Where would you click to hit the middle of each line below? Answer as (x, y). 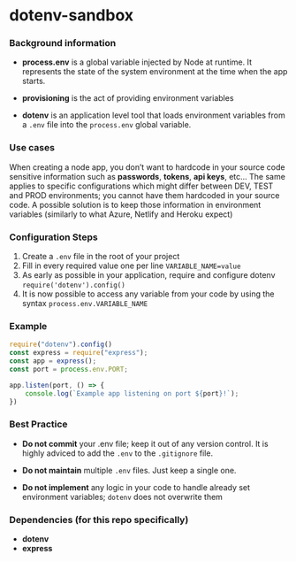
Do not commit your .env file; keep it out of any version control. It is (145, 443)
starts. (34, 81)
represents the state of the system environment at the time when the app (155, 72)
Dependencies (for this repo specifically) (99, 520)
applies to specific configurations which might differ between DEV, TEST (141, 186)
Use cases (32, 148)
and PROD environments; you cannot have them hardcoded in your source (144, 195)
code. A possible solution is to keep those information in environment (135, 204)
